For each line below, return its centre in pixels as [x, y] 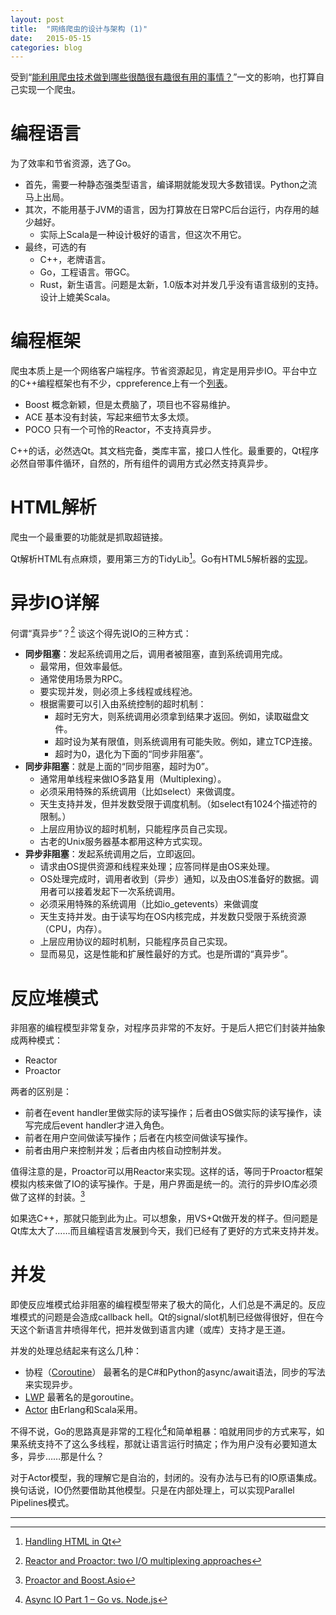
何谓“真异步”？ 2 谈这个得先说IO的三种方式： [101, 632]
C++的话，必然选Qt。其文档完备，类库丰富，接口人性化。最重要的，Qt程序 [165, 451]
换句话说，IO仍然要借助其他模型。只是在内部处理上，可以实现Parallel [152, 1490]
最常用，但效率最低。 [83, 667]
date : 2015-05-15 [51, 38]
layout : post [37, 19]
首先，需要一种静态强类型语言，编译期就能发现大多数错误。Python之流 [171, 185]
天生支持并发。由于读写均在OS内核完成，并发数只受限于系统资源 [173, 917]
